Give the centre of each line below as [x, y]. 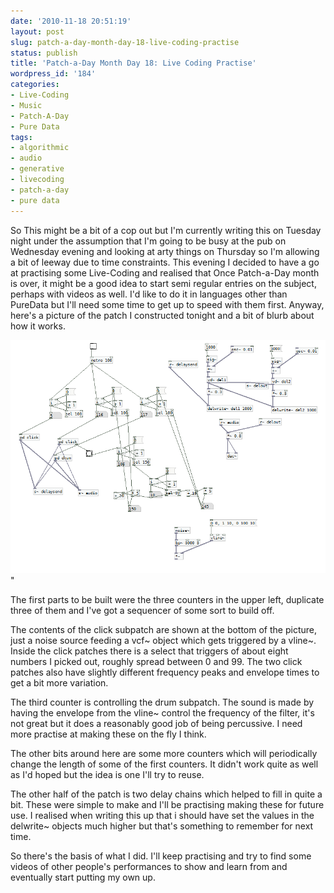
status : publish [44, 53]
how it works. [38, 326]
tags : [21, 137]
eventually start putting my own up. [83, 877]
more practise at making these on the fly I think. [108, 734]
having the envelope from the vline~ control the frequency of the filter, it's [162, 713]
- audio [26, 158]
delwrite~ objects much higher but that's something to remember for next [162, 826]
